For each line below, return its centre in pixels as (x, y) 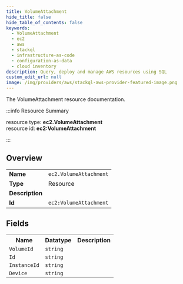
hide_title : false (29, 17)
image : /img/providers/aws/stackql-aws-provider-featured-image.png (92, 83)
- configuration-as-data (42, 61)
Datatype (58, 240)
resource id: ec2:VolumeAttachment (51, 128)
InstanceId (24, 265)
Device (18, 273)
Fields (18, 224)
